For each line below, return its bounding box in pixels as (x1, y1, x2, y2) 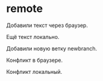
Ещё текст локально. (6, 33, 60, 40)
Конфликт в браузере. (6, 56, 63, 64)
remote (6, 2, 43, 16)
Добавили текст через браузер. (6, 22, 89, 29)
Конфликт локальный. (6, 68, 63, 75)
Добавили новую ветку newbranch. (6, 44, 98, 52)
